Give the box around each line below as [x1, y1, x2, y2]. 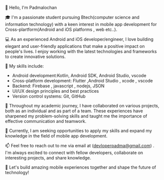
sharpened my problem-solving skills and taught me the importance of [5, 113, 147, 119]
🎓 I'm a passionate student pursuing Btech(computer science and [5, 15, 140, 20]
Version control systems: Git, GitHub [12, 93, 86, 99]
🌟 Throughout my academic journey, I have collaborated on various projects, [5, 103, 160, 108]
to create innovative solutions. [5, 54, 66, 60]
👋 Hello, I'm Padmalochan [5, 5, 57, 10]
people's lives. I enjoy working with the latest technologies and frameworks [5, 49, 157, 54]
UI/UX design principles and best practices [12, 88, 99, 94]
